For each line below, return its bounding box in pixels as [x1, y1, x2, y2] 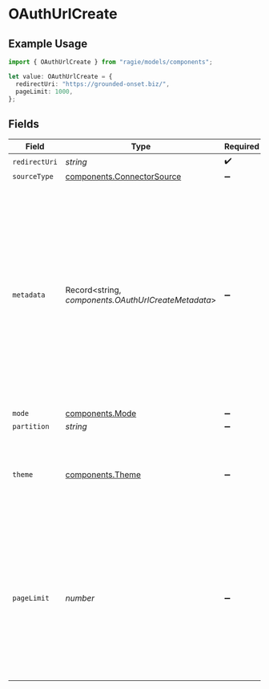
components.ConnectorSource [65, 171, 182, 182]
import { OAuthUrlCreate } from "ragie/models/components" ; [8, 58, 214, 66]
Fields [8, 117, 40, 131]
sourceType [12, 172, 54, 181]
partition [12, 422, 50, 431]
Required [223, 141, 260, 153]
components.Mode [65, 408, 137, 419]
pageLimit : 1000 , [15, 88, 74, 96]
